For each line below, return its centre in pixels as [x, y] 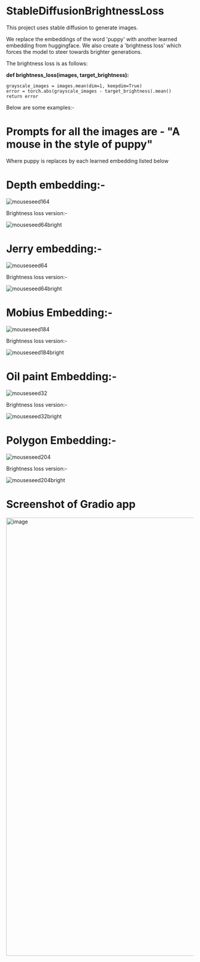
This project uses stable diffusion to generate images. [72, 27]
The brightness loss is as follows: [47, 63]
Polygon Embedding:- [61, 440]
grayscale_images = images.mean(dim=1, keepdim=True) [74, 86]
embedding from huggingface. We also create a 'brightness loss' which [94, 45]
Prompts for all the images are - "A [93, 132]
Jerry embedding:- [54, 249]
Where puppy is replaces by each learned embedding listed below [87, 161]
